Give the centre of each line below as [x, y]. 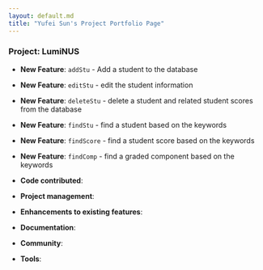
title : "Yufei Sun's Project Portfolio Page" [86, 23]
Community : [41, 243]
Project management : [57, 196]
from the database [51, 109]
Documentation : [48, 227]
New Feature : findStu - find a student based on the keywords [123, 124]
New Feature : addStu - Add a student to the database [109, 69]
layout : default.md [41, 16]
